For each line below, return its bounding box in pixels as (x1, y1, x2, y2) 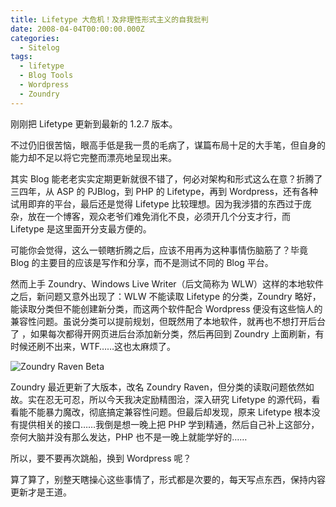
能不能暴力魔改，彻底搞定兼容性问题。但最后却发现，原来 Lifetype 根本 (18, 406, 312, 418)
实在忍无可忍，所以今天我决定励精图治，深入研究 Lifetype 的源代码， (27, 393, 312, 405)
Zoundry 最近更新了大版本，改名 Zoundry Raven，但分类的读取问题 (10, 381, 288, 393)
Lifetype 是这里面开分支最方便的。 (10, 222, 152, 235)
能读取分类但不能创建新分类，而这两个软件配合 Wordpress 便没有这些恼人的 (10, 302, 323, 315)
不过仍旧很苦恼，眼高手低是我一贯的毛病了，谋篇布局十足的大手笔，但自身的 (10, 139, 326, 151)
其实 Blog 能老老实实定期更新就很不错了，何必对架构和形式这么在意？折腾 (10, 172, 315, 185)
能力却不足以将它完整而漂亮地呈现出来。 (10, 151, 177, 163)
